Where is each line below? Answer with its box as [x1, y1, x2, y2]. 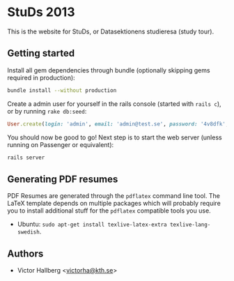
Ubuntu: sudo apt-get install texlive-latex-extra [17, 220, 167, 229]
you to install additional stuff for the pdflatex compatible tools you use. [7, 206, 211, 215]
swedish [17, 229, 40, 236]
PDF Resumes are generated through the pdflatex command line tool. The [7, 192, 221, 200]
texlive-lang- [169, 221, 211, 229]
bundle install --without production [7, 86, 117, 94]
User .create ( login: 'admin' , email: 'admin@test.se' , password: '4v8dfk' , [7, 120, 229, 128]
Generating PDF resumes [7, 173, 118, 185]
